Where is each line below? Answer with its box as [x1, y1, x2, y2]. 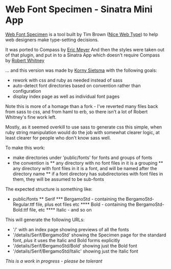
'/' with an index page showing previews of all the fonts [12, 226, 129, 232]
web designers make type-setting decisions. [5, 37, 99, 43]
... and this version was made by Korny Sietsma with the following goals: [5, 67, 157, 73]
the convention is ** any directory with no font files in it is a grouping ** [12, 159, 163, 166]
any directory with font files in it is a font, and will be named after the [12, 165, 157, 171]
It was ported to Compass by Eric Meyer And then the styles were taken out [5, 46, 165, 52]
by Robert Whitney [5, 57, 45, 63]
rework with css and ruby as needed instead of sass [12, 77, 123, 83]
